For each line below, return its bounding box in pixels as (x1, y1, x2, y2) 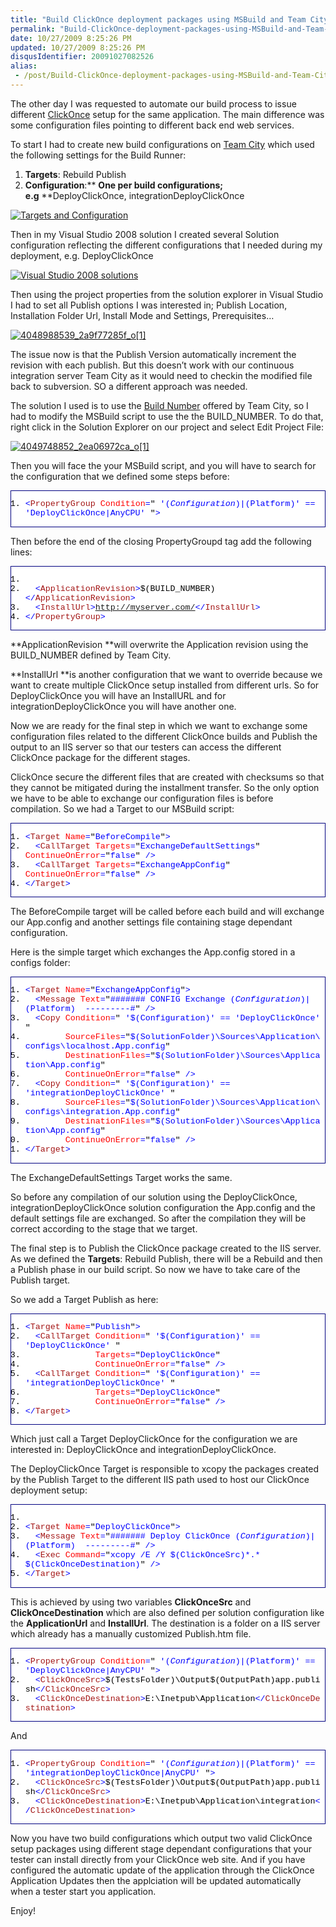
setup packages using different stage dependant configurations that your (10, 1843, 313, 1855)
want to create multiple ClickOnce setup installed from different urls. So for (10, 679, 320, 691)
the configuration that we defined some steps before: (10, 470, 230, 482)
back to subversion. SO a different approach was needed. (10, 380, 248, 392)
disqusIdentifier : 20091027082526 (10, 52, 155, 62)
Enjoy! (10, 1905, 37, 1917)
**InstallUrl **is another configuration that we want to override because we (10, 669, 323, 681)
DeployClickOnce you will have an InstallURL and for (10, 690, 227, 702)
